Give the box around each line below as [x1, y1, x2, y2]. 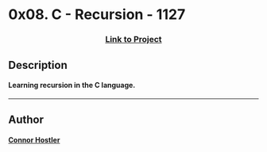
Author [8, 113, 44, 127]
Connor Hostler [8, 135, 60, 144]
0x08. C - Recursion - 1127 [8, 6, 186, 24]
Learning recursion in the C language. [8, 81, 136, 90]
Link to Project [105, 34, 162, 45]
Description [8, 58, 68, 72]
